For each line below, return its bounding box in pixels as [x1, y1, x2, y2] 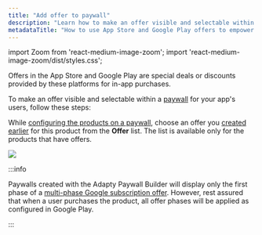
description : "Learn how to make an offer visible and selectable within [8, 19, 255, 27]
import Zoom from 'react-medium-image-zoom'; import [8, 48, 188, 57]
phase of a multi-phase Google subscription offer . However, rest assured [8, 188, 244, 197]
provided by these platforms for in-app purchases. [8, 79, 171, 89]
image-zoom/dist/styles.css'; [8, 56, 103, 65]
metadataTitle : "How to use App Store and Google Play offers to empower [8, 26, 255, 34]
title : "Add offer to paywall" [8, 11, 111, 20]
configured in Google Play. [8, 204, 94, 214]
